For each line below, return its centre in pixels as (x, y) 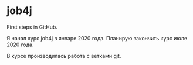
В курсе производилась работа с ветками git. (64, 56)
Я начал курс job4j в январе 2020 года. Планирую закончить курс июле (97, 38)
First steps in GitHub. (32, 27)
